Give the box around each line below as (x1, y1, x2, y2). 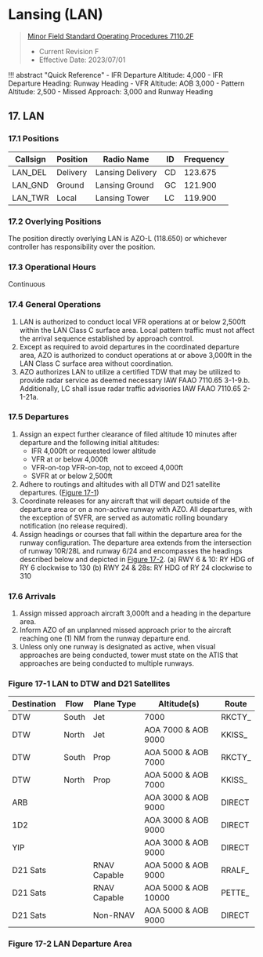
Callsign (14, 153, 47, 164)
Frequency (183, 153, 225, 164)
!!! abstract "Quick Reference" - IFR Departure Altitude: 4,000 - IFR (8, 70, 223, 79)
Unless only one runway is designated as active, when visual (19, 642, 216, 652)
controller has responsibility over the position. (8, 242, 156, 251)
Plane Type (93, 699, 137, 710)
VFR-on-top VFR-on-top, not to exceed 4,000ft (31, 462, 184, 472)
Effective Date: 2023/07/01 (38, 55, 126, 64)
